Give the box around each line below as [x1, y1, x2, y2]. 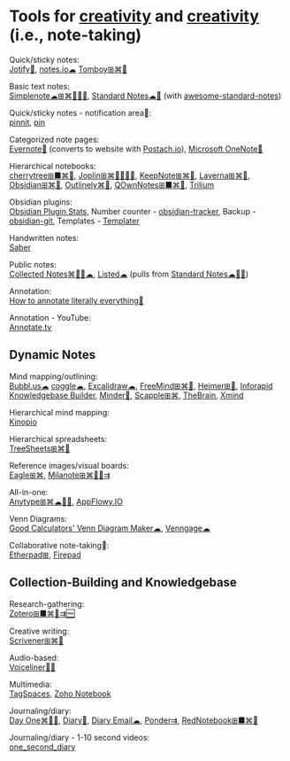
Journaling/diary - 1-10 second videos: [9, 732, 150, 742]
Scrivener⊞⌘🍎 [9, 635, 65, 646]
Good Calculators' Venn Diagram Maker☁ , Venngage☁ [9, 523, 210, 533]
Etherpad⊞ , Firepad [9, 549, 81, 560]
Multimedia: [9, 679, 52, 689]
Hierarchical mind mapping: [9, 407, 111, 417]
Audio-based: [9, 652, 59, 663]
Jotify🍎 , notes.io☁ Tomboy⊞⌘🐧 [9, 64, 128, 74]
